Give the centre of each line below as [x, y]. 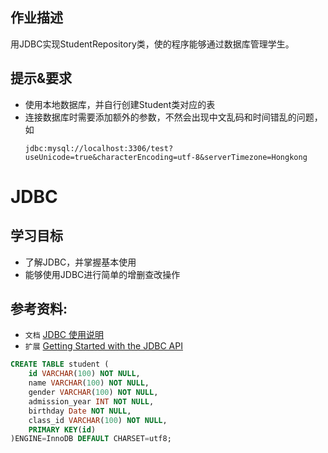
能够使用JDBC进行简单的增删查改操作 [102, 274]
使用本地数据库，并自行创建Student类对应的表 [120, 104]
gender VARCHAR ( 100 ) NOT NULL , [93, 393]
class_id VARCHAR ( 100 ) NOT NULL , [98, 420]
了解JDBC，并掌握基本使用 [80, 262]
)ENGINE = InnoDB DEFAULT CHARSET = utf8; [91, 439]
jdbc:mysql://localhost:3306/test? [99, 148]
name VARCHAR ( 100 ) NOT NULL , [89, 383]
